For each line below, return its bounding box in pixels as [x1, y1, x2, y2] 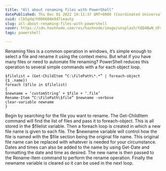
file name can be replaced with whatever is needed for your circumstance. [5, 139, 157, 145]
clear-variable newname [5, 100, 54, 105]
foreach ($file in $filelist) [5, 82, 68, 87]
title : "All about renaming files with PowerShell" [5, 7, 114, 12]
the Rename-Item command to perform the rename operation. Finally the [5, 155, 153, 161]
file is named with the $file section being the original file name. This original [5, 134, 159, 139]
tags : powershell [5, 30, 41, 35]
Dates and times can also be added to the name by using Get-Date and [5, 144, 150, 150]
